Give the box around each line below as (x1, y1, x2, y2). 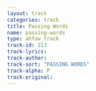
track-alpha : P (7, 67, 50, 74)
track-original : (7, 73, 53, 81)
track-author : (7, 55, 48, 62)
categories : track (7, 16, 59, 23)
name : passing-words (7, 29, 66, 36)
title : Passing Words (7, 23, 69, 29)
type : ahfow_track (7, 36, 59, 42)
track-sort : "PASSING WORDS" (7, 61, 90, 68)
